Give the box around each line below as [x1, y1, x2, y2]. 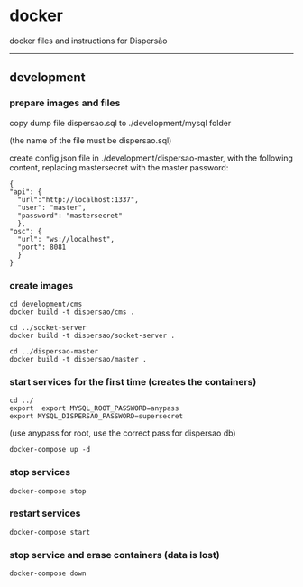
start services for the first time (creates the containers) [9, 375, 257, 388]
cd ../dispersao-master [9, 346, 99, 356]
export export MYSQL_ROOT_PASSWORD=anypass [9, 404, 179, 413]
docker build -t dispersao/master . [9, 354, 147, 363]
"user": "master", [17, 203, 87, 212]
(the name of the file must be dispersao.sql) [9, 134, 172, 145]
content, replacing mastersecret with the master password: [9, 161, 229, 172]
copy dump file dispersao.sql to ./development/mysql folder [9, 117, 232, 128]
